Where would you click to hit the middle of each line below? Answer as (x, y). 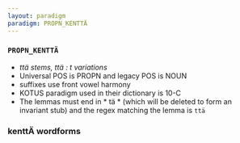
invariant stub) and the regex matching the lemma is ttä (112, 110)
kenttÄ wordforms (44, 131)
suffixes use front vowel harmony (75, 84)
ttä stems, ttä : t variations (63, 67)
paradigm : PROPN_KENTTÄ (48, 23)
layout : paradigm (37, 16)
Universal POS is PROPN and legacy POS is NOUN (103, 76)
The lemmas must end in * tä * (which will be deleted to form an (125, 101)
